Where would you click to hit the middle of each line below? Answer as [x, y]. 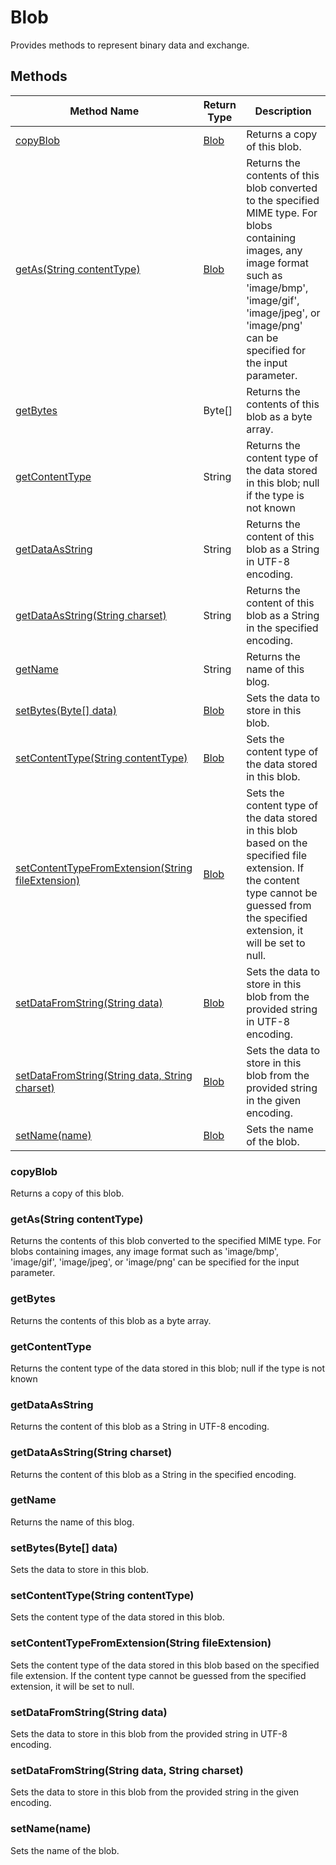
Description [283, 111]
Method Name [104, 111]
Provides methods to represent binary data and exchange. [130, 45]
